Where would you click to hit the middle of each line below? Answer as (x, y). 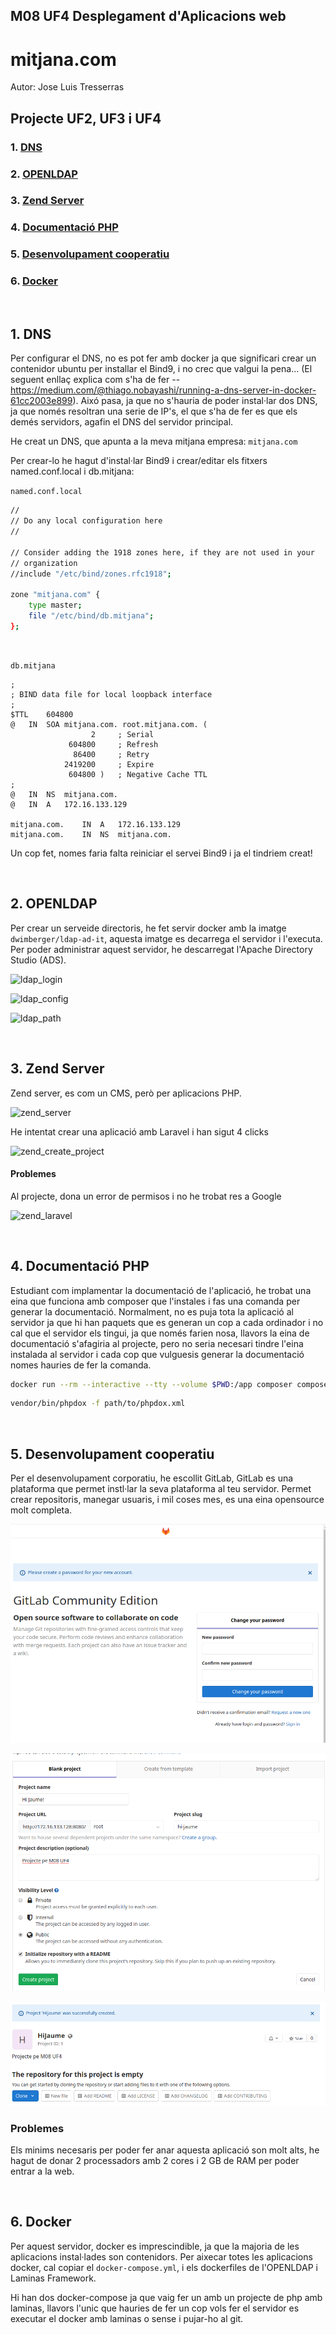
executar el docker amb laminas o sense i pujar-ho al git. (127, 2318)
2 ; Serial (122, 734)
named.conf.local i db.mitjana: (72, 471)
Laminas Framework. (53, 2278)
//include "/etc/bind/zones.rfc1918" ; (91, 574)
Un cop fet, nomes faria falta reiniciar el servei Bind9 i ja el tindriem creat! (161, 853)
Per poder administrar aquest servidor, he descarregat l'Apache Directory (161, 949)
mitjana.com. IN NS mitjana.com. (91, 834)
